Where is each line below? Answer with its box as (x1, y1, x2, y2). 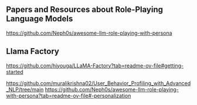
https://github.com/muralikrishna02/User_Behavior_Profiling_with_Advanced (6, 79, 191, 87)
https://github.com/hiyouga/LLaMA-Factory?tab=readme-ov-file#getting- (6, 62, 184, 69)
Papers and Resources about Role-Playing (6, 5, 163, 15)
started (6, 68, 23, 75)
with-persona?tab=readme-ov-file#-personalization (6, 92, 131, 99)
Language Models (6, 14, 73, 24)
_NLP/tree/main (6, 86, 44, 93)
